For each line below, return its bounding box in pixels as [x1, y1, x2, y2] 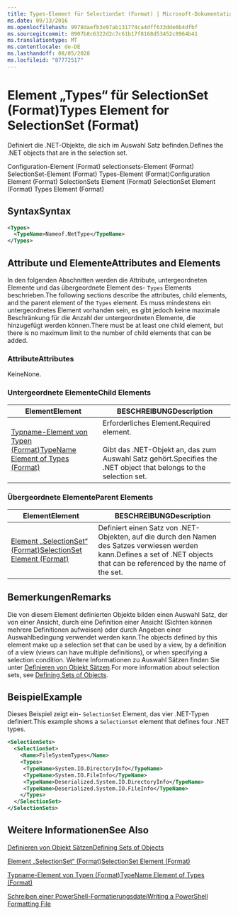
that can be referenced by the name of [98, 558, 227, 568]
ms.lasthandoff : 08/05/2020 [7, 50, 91, 57]
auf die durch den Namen [132, 532, 217, 542]
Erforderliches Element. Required [102, 418, 210, 428]
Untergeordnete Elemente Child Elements [7, 388, 151, 398]
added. [7, 336, 28, 344]
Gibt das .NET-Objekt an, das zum [102, 444, 217, 454]
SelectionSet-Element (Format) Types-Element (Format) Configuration [7, 170, 210, 178]
